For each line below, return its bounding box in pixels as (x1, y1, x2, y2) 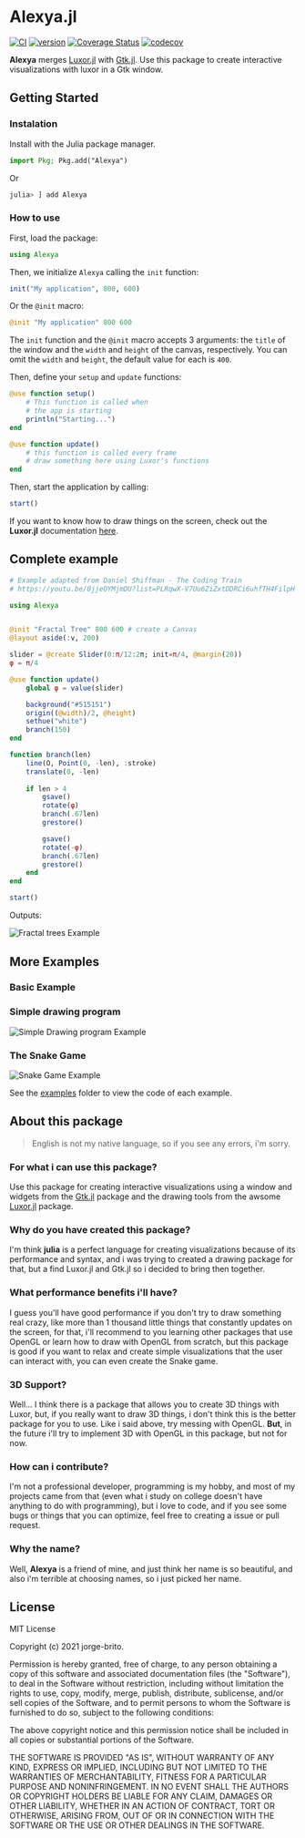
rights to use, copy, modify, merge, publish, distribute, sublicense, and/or (9, 1688, 284, 1699)
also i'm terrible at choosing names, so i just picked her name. (9, 1573, 242, 1584)
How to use (9, 211, 61, 224)
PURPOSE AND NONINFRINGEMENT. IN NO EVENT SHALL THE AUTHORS (9, 1782, 290, 1792)
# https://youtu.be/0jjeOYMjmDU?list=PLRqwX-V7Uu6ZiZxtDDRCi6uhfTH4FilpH (9, 584, 296, 593)
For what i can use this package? (9, 1160, 158, 1173)
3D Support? (9, 1378, 66, 1391)
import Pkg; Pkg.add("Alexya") (9, 156, 128, 165)
